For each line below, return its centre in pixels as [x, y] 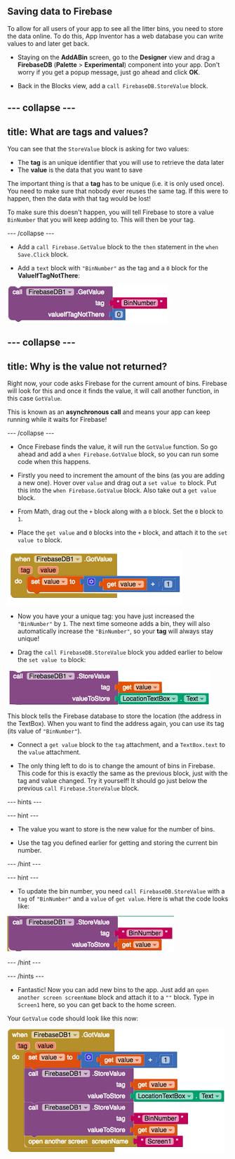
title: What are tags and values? [78, 132]
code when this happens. [54, 462]
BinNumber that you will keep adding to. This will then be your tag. [101, 220]
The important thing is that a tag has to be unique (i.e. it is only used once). [116, 184]
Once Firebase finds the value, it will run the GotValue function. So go [117, 447]
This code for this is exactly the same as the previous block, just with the [122, 773]
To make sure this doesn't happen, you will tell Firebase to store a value [110, 212]
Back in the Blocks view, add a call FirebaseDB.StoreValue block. [113, 86]
